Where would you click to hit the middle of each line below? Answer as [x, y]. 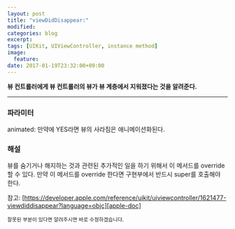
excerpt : [20, 40]
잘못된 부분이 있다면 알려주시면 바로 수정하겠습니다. [66, 220]
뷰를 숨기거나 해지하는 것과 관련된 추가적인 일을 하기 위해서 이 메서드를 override [116, 165]
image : [17, 53]
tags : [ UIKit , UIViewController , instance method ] [83, 46]
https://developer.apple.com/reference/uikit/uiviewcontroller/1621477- [125, 198]
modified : [22, 27]
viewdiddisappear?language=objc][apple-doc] [74, 206]
